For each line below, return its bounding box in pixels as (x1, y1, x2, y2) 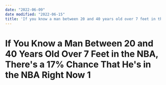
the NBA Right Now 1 (5, 69, 91, 81)
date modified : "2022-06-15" (5, 12, 65, 17)
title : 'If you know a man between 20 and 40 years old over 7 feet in (5, 16, 156, 21)
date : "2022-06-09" (5, 7, 45, 12)
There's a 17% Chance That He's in (5, 59, 152, 70)
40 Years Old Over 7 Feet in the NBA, (5, 48, 159, 59)
